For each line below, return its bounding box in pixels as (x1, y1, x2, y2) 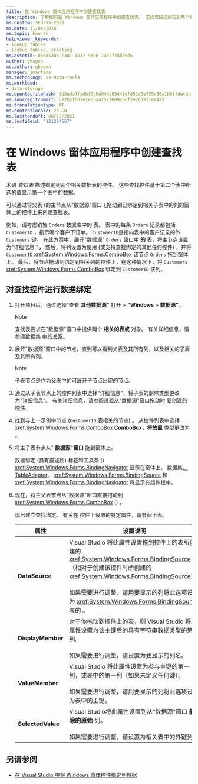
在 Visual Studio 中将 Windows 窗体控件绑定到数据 (14, 771, 137, 778)
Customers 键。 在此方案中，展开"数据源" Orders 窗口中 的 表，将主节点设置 (6, 236, 189, 243)
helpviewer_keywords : (6, 36, 60, 42)
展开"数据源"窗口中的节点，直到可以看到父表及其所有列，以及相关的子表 (14, 345, 190, 352)
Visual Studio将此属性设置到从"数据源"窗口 (68, 707, 188, 715)
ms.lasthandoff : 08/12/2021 (6, 113, 75, 119)
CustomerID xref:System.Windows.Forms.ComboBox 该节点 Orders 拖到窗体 (6, 251, 189, 258)
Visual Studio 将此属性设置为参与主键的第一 (68, 662, 190, 670)
